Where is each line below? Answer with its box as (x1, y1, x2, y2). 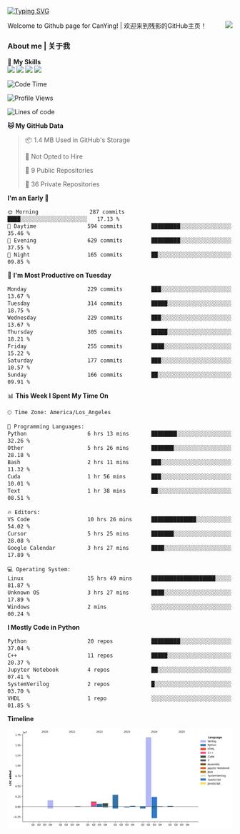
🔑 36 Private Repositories (24, 180, 100, 189)
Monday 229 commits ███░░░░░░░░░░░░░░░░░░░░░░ (7, 286, 232, 293)
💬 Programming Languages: (7, 423, 84, 431)
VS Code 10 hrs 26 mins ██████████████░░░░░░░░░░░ (7, 516, 232, 523)
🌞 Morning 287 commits (7, 208, 125, 216)
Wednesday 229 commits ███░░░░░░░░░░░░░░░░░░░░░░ (7, 314, 232, 321)
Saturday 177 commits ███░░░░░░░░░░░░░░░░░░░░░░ (7, 357, 232, 364)
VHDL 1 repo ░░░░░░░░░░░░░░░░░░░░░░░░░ (7, 695, 232, 703)
